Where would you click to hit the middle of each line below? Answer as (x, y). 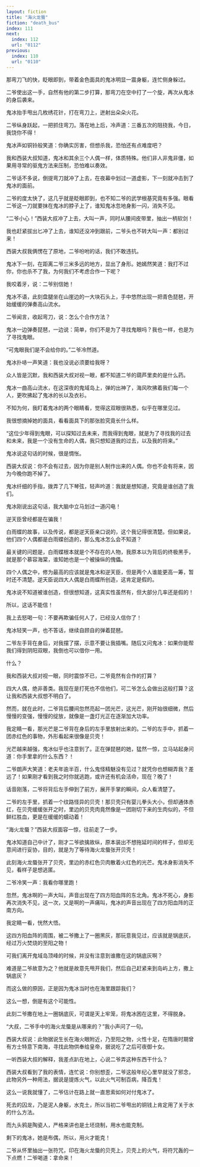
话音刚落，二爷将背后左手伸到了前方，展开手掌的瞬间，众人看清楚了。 (92, 789)
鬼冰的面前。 (22, 185)
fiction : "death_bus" (33, 23)
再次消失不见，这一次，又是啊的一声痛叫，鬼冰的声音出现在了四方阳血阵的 (97, 903)
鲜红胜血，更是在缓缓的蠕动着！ (45, 817)
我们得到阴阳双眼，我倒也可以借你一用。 (56, 650)
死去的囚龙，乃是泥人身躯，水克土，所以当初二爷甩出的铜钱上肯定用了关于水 (100, 1104)
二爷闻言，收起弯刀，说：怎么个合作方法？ (58, 316)
